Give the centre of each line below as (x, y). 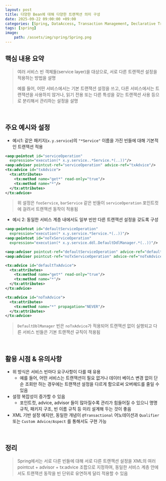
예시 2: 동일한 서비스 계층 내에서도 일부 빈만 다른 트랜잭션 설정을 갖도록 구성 (85, 220)
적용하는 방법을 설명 (36, 78)
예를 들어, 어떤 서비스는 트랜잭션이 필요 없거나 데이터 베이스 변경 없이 (86, 378)
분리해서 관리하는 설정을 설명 (50, 101)
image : (12, 33)
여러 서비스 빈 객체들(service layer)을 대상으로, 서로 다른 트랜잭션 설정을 (87, 71)
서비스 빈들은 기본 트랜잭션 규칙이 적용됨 (62, 332)
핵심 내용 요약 (25, 59)
